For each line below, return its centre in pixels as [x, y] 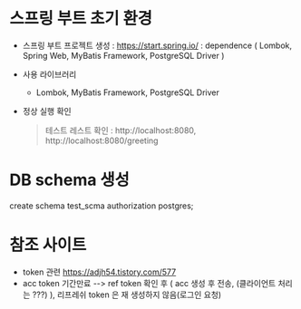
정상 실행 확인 [47, 111]
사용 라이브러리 [49, 74]
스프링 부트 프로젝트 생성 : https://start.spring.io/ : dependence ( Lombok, [157, 45]
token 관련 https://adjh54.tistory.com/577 [99, 272]
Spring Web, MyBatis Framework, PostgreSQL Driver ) [123, 55]
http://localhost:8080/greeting [102, 140]
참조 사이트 [48, 245]
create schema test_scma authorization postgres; [102, 206]
